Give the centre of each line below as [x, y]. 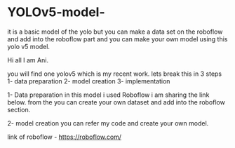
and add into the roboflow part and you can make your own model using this [117, 39]
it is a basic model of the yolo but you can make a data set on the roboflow [115, 32]
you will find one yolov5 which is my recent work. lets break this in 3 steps [115, 74]
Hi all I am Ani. [28, 60]
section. [19, 109]
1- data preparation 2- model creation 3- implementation [89, 81]
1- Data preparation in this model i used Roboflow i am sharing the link [108, 95]
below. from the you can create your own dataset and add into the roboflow [116, 102]
